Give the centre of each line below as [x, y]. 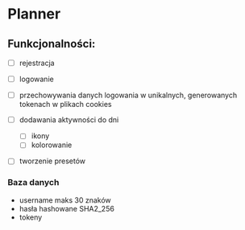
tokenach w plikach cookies [65, 105]
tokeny [31, 217]
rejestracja [37, 63]
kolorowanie [52, 145]
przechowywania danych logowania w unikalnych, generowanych [128, 95]
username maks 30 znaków [65, 200]
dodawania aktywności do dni [69, 120]
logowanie [36, 79]
